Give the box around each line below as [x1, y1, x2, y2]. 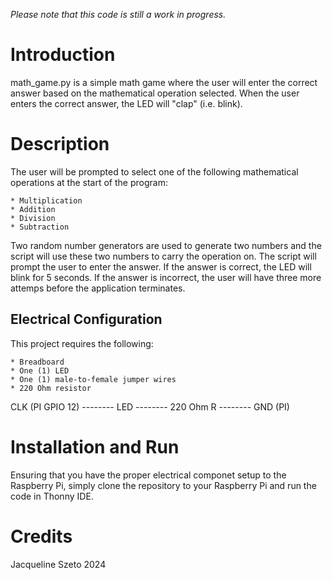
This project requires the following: [10, 337, 154, 349]
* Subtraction [10, 222, 70, 232]
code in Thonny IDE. [10, 490, 94, 502]
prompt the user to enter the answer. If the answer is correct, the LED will [10, 260, 312, 273]
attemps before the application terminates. [10, 282, 186, 294]
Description [10, 133, 110, 156]
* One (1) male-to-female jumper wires [10, 374, 177, 384]
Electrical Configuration [10, 311, 163, 328]
